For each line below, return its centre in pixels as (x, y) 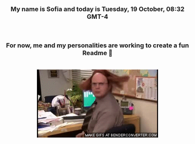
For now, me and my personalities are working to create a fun (97, 45)
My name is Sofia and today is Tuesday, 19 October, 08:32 (97, 9)
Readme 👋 (97, 53)
